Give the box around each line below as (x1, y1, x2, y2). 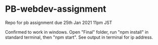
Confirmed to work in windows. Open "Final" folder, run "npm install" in (5, 29, 149, 35)
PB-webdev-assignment (5, 3, 107, 15)
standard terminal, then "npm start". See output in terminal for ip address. (5, 34, 153, 40)
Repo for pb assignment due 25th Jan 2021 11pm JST (5, 20, 113, 25)
